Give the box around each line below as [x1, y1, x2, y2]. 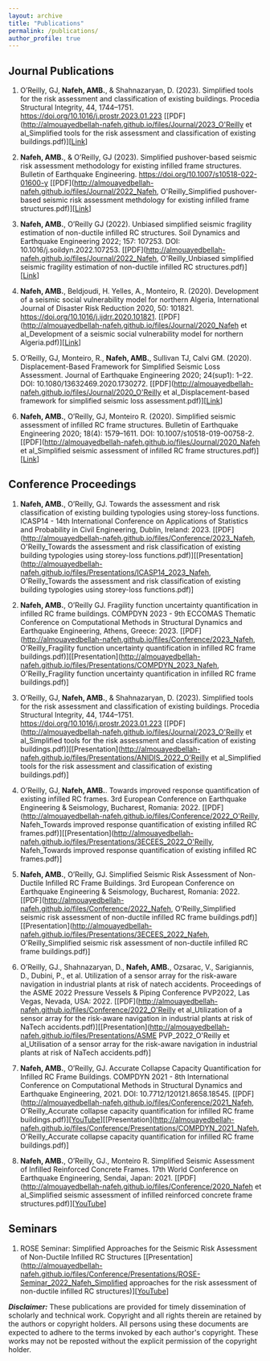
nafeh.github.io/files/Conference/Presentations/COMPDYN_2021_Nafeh [19, 1123, 257, 1132]
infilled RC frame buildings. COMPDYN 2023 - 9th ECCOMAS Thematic [19, 609, 256, 618]
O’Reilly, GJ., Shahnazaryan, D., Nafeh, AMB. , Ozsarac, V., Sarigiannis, [19, 962, 255, 971]
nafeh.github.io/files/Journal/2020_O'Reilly [19, 387, 162, 397]
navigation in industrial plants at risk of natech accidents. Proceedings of [19, 979, 262, 989]
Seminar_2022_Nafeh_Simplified [19, 1277, 128, 1287]
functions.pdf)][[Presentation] [144, 550, 243, 560]
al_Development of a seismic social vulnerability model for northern [19, 329, 243, 339]
